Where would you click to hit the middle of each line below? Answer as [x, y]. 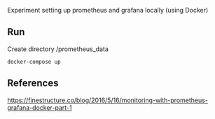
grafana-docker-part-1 [40, 107]
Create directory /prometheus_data [58, 49]
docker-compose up [34, 62]
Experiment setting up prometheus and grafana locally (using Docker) [108, 10]
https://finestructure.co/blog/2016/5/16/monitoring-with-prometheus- [108, 100]
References [33, 83]
